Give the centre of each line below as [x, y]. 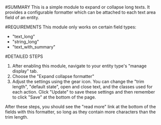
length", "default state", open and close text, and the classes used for [82, 87]
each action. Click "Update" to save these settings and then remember [84, 92]
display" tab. [25, 71]
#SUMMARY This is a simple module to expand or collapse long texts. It [78, 7]
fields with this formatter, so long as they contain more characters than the [80, 112]
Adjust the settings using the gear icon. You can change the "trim [78, 81]
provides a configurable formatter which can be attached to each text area [80, 12]
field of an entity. [22, 17]
